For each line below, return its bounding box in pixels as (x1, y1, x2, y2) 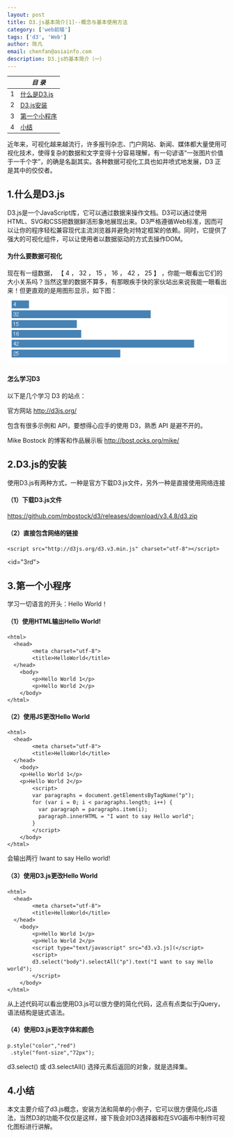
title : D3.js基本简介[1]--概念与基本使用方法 (7, 18, 128, 26)
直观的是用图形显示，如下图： (31, 286, 117, 294)
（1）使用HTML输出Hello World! (7, 617, 101, 625)
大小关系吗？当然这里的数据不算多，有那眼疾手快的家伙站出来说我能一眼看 (7, 277, 221, 286)
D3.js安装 (20, 101, 47, 109)
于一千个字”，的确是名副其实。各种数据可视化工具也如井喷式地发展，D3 (7, 157, 214, 166)
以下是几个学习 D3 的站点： (7, 392, 86, 400)
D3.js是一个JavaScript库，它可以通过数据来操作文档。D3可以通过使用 (7, 208, 208, 217)
